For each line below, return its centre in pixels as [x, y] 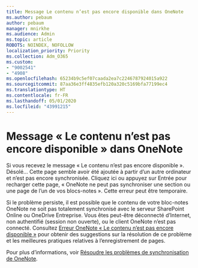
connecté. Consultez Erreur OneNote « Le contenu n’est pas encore [90, 228]
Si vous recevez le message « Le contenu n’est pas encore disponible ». [95, 165]
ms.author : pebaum [29, 17]
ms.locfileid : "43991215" [38, 106]
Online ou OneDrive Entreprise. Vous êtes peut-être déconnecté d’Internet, [99, 215]
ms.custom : [20, 62]
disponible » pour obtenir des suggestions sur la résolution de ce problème [99, 234]
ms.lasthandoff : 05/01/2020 [41, 101]
